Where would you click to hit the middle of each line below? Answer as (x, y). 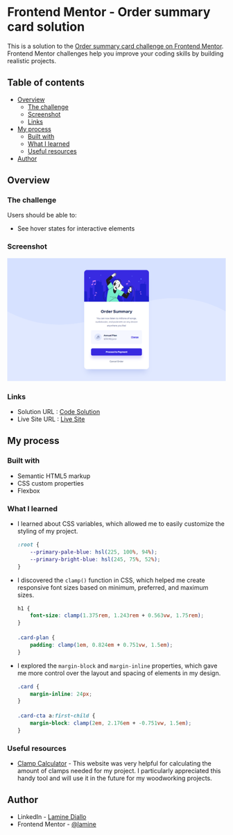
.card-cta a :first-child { (56, 716)
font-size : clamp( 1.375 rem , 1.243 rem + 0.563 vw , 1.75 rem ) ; (117, 615)
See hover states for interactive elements (76, 229)
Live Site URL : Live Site (51, 419)
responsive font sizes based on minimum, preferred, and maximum (113, 587)
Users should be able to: (42, 215)
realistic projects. (32, 60)
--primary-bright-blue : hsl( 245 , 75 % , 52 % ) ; (95, 559)
